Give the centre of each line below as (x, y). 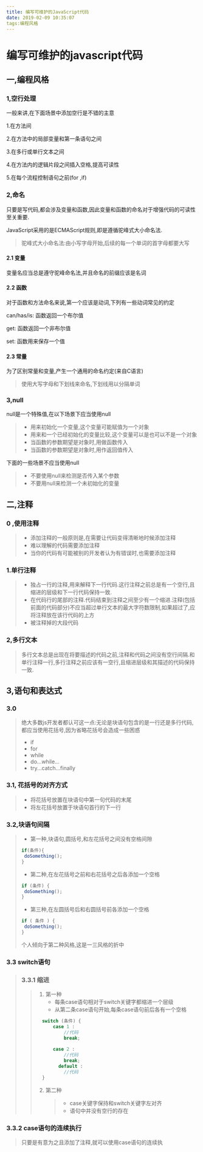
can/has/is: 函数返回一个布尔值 (45, 315)
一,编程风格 (28, 80)
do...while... (45, 762)
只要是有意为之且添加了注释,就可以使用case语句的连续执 (92, 1142)
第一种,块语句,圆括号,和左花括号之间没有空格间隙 (91, 839)
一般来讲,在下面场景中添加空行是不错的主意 (60, 113)
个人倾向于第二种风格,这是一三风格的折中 (73, 944)
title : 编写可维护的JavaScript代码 (48, 12)
